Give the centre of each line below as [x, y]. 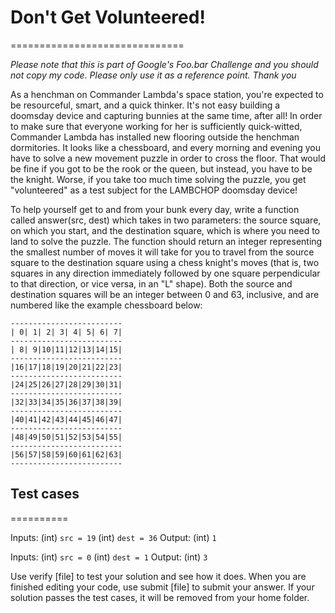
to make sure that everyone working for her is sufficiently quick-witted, [156, 126]
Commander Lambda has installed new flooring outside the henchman [155, 137]
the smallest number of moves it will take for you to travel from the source [162, 252]
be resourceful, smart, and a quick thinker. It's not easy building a [145, 105]
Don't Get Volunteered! [108, 17]
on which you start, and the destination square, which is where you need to [165, 230]
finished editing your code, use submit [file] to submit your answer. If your [162, 587]
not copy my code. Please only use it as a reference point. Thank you [153, 75]
